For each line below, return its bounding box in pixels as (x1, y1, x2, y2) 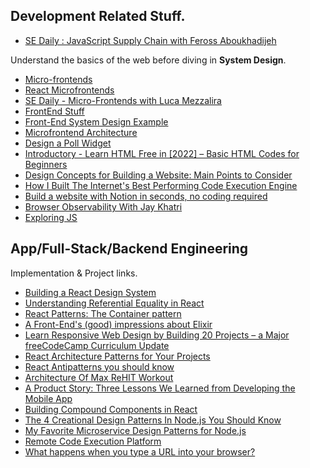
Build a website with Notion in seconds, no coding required (24, 190, 268, 202)
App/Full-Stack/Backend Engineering (10, 240, 249, 258)
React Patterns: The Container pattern (24, 307, 182, 319)
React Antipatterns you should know (24, 360, 175, 373)
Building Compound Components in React (24, 403, 198, 415)
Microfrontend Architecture (24, 126, 138, 138)
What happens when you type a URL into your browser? (24, 445, 256, 458)
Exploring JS (24, 211, 78, 223)
